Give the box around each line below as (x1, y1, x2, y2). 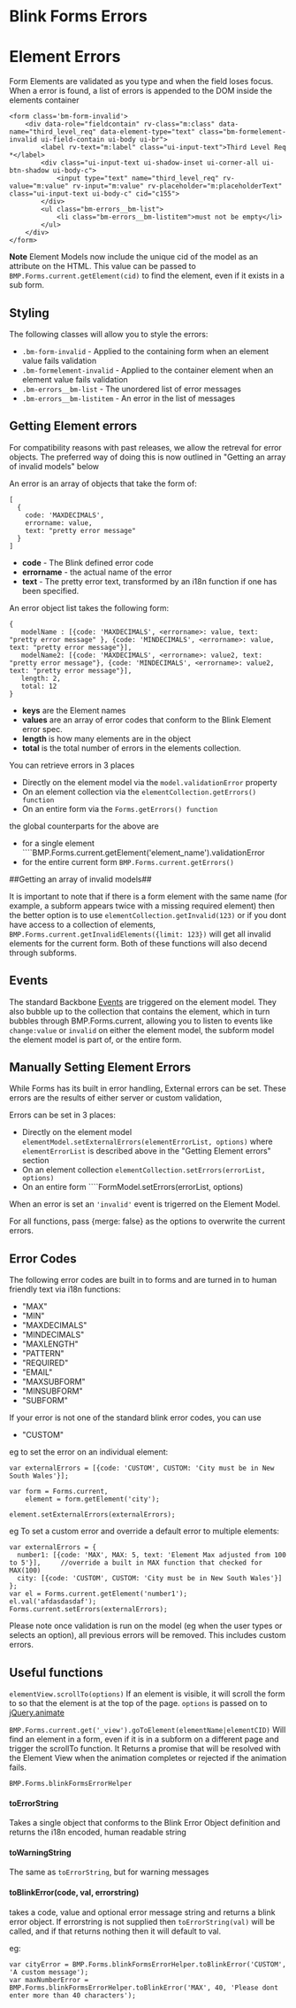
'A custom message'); (9, 1967, 89, 1976)
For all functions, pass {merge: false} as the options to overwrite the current (9, 1216, 285, 1227)
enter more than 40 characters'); (9, 1990, 137, 2000)
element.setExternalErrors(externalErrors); (9, 1510, 176, 1519)
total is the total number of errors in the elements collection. (21, 742, 241, 753)
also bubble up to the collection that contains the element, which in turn (9, 1006, 270, 1016)
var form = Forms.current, (9, 1487, 109, 1496)
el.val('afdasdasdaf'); (9, 1597, 97, 1606)
